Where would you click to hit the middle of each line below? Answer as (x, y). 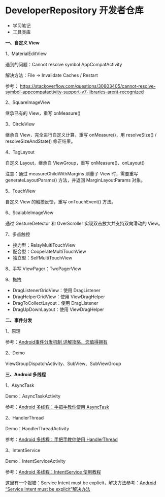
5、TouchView (20, 191)
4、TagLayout (20, 152)
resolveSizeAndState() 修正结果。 (40, 141)
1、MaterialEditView (26, 54)
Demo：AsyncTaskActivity (33, 396)
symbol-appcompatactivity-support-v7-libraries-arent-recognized (75, 92)
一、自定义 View (22, 43)
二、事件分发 (19, 320)
